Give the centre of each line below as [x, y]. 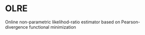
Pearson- [130, 22]
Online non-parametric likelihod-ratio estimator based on [63, 22]
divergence [16, 27]
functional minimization [52, 27]
